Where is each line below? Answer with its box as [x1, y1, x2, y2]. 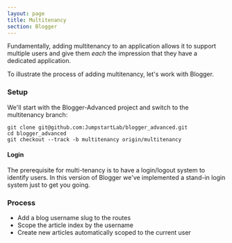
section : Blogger [7, 23, 58, 30]
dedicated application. [7, 57, 72, 65]
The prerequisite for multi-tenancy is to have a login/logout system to [7, 165, 206, 174]
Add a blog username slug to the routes [17, 214, 131, 222]
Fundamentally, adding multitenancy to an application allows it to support [7, 42, 217, 51]
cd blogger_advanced [7, 129, 67, 137]
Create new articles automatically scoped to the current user [17, 228, 191, 237]
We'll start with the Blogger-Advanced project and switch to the [7, 103, 189, 111]
